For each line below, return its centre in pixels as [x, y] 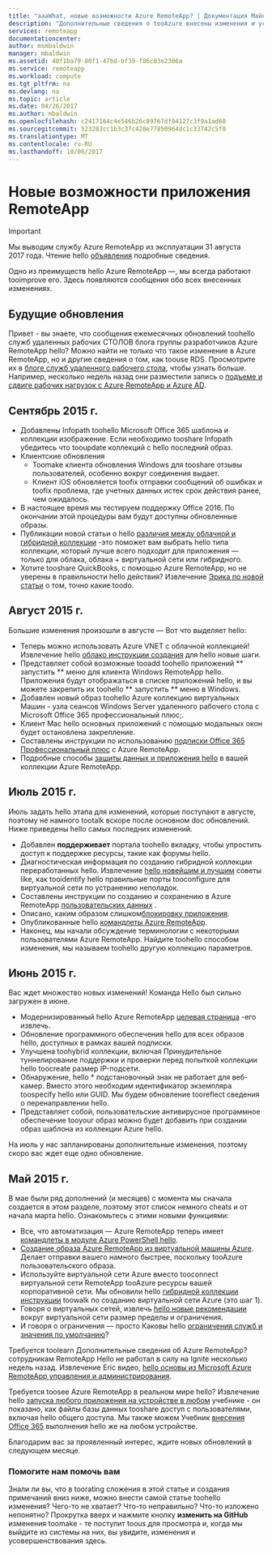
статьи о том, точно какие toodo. [77, 585]
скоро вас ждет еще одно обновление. [76, 1153]
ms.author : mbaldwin [43, 114]
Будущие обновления [66, 314]
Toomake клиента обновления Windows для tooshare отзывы [137, 464]
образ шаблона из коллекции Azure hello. [92, 1129]
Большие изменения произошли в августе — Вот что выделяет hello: [127, 630]
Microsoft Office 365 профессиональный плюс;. [102, 715]
